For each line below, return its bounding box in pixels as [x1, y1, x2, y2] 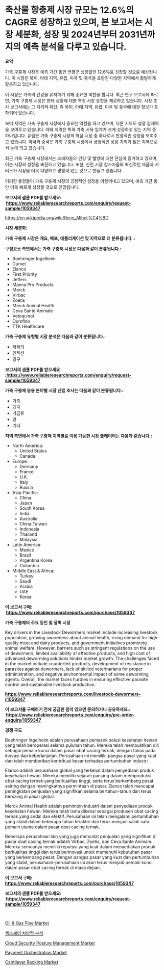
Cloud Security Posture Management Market [5, 940, 95, 946]
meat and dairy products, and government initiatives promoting [20, 640, 147, 646]
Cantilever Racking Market [5, 959, 59, 965]
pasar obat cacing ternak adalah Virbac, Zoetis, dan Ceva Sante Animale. [5, 839, 153, 844]
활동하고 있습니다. [5, 81, 40, 87]
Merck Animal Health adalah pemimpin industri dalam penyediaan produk [5, 803, 153, 809]
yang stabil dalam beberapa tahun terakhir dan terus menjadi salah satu [5, 818, 150, 824]
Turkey [19, 573, 34, 579]
